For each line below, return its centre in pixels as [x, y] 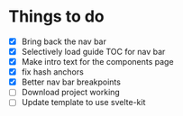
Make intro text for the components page [97, 62]
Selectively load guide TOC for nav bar [93, 52]
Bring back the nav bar [64, 41]
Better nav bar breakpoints [71, 82]
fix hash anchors [53, 72]
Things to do [56, 17]
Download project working [71, 93]
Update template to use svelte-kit [83, 103]
